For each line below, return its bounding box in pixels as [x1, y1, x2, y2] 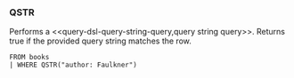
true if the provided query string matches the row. [9, 35, 192, 46]
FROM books [9, 53, 50, 62]
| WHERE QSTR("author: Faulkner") [9, 60, 138, 70]
